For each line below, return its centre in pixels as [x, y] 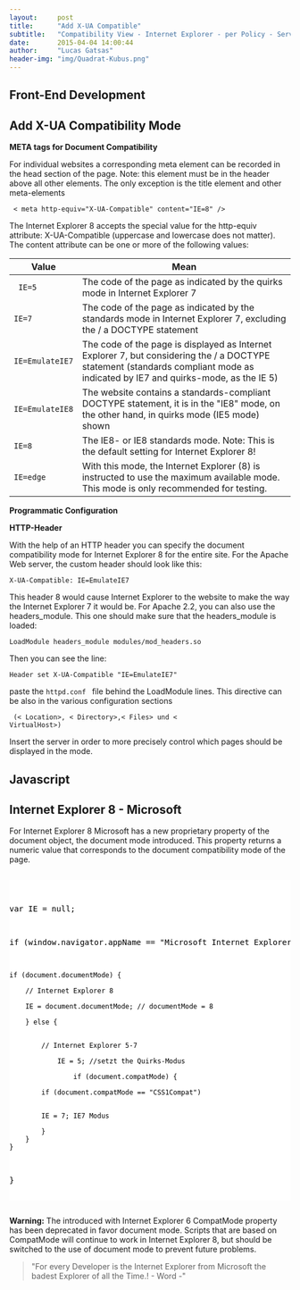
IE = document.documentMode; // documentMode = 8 [120, 1007]
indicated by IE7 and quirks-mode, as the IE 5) [180, 378]
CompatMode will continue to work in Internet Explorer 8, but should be [141, 1240]
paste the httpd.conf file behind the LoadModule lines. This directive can [146, 691]
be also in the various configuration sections [91, 701]
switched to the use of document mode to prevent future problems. [133, 1249]
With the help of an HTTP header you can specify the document [127, 545]
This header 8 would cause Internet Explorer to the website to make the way [150, 597]
